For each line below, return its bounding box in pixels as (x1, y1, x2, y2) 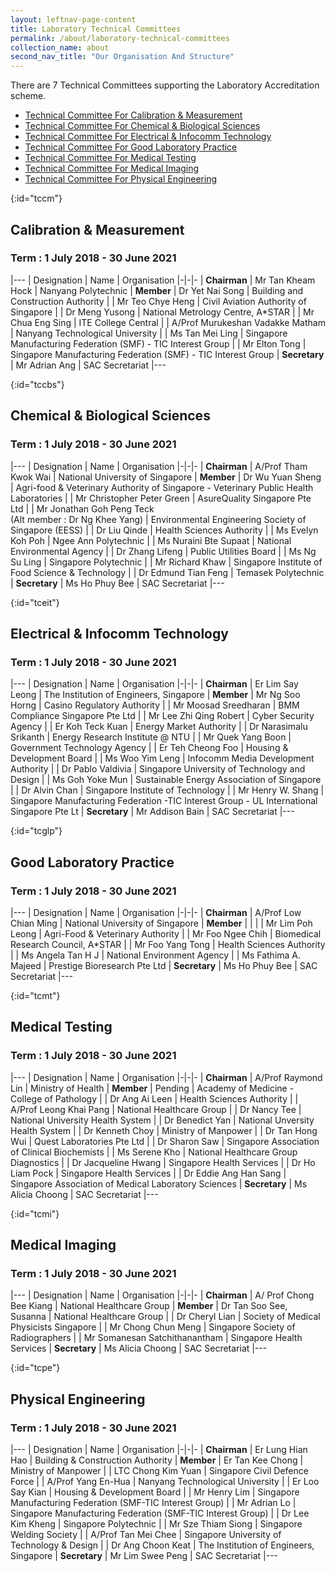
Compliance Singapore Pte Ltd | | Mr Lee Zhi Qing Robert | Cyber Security (10, 710, 315, 722)
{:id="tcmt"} (10, 989, 61, 1001)
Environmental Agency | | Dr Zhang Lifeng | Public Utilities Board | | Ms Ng (10, 545, 317, 557)
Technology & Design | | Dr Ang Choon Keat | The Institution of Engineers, (10, 1539, 315, 1551)
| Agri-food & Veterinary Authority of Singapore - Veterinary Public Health (10, 481, 314, 493)
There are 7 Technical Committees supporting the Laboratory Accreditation (10, 79, 320, 91)
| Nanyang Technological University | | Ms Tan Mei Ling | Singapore (10, 327, 288, 339)
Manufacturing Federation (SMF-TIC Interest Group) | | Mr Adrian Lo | (10, 1496, 297, 1508)
